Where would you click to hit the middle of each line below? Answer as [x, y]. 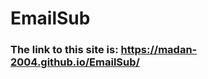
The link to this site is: [64, 50]
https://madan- [159, 50]
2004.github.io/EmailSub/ [75, 62]
